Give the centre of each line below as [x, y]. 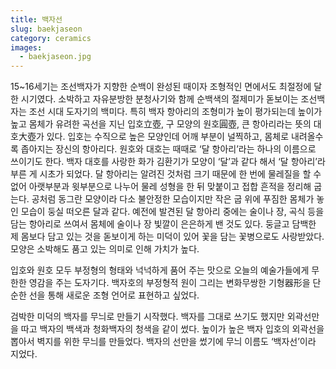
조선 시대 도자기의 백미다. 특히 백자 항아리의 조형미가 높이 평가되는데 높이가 [175, 112]
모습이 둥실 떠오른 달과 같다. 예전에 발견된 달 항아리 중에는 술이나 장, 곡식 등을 [172, 212]
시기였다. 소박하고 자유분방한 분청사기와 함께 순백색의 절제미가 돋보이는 [159, 99]
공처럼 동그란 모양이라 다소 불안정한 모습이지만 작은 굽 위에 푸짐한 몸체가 [173, 199]
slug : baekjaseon [46, 29]
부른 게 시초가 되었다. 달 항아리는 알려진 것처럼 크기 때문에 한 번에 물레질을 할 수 [166, 174]
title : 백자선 [36, 19]
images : [26, 47]
